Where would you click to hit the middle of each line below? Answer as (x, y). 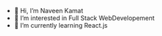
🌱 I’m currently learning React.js (61, 25)
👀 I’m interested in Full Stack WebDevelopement (84, 18)
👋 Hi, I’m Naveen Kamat (49, 11)
